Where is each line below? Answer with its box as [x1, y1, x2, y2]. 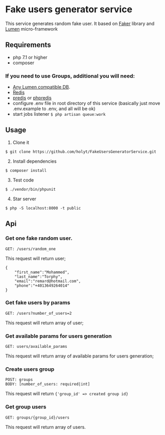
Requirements [5, 41, 51, 49]
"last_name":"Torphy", [14, 274, 63, 279]
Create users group [5, 366, 55, 373]
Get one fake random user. [5, 235, 73, 242]
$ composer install [5, 168, 47, 173]
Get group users [5, 403, 46, 411]
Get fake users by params [5, 299, 70, 306]
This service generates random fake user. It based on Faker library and [5, 20, 155, 27]
